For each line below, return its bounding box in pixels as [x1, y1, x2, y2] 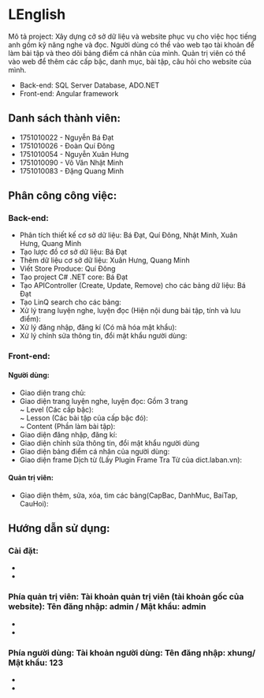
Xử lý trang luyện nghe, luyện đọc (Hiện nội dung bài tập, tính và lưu [19, 306, 241, 315]
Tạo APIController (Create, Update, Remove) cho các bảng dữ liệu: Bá [19, 281, 246, 290]
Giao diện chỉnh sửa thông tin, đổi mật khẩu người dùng [19, 438, 199, 447]
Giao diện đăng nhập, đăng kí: [19, 430, 117, 439]
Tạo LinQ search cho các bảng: [19, 297, 122, 307]
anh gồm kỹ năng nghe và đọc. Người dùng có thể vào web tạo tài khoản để [8, 39, 255, 49]
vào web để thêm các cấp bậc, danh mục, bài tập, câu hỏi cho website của [8, 57, 252, 66]
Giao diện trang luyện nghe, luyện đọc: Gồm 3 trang [19, 396, 188, 405]
